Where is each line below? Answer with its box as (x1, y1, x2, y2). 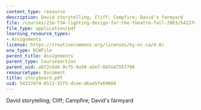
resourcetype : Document (6, 70, 66, 76)
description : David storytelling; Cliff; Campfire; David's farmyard (6, 14, 184, 20)
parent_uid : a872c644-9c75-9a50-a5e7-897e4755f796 (6, 64, 135, 70)
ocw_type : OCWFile (6, 48, 52, 54)
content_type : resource (6, 8, 66, 15)
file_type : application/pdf (6, 25, 77, 32)
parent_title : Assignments (6, 53, 74, 59)
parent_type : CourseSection (6, 58, 77, 64)
